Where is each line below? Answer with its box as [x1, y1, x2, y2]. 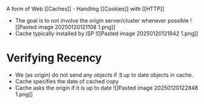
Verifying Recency [6, 51, 102, 65]
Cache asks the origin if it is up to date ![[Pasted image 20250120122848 [15, 84, 199, 91]
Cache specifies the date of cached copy [15, 77, 119, 85]
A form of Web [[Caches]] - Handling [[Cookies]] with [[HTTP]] [6, 5, 164, 12]
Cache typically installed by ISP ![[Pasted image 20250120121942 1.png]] [15, 30, 199, 37]
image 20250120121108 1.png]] [38, 24, 116, 30]
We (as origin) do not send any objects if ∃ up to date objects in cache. [15, 71, 194, 78]
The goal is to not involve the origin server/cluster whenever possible [15, 17, 189, 24]
